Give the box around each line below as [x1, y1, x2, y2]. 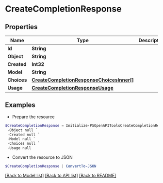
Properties [5, 23, 38, 31]
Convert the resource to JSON [12, 154, 73, 160]
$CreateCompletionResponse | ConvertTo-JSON [5, 164, 97, 169]
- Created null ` [7, 132, 40, 137]
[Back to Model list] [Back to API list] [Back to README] [5, 172, 116, 178]
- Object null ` [7, 127, 38, 133]
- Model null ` [7, 137, 36, 141]
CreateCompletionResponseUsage [31, 85, 114, 91]
